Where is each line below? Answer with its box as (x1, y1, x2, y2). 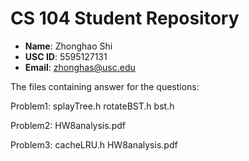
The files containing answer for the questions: (10, 80, 200, 92)
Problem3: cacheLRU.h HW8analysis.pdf (10, 138, 178, 151)
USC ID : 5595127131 (24, 50, 108, 62)
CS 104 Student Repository (10, 7, 240, 30)
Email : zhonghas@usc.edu (24, 61, 136, 73)
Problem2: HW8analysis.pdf (10, 119, 126, 131)
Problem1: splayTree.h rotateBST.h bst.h (10, 100, 175, 112)
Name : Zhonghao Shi (24, 40, 113, 52)
